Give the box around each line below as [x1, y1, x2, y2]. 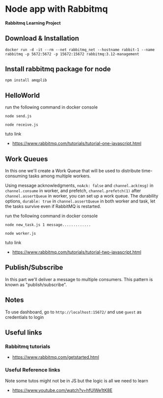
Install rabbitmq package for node [5, 65, 111, 73]
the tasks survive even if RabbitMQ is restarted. [5, 203, 102, 209]
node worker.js [5, 231, 36, 236]
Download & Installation [5, 34, 80, 43]
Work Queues [5, 155, 48, 163]
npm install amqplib [5, 78, 48, 83]
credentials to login [5, 314, 44, 320]
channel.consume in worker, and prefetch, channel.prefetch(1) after [5, 188, 141, 194]
